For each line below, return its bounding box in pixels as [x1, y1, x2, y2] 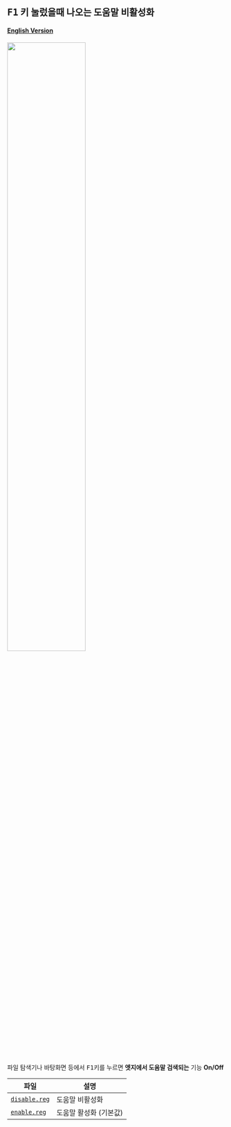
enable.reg [10, 1108, 46, 1116]
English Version [7, 26, 54, 35]
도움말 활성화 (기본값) [56, 1108, 123, 1117]
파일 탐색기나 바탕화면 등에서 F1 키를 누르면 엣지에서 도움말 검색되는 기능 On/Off [7, 1063, 224, 1072]
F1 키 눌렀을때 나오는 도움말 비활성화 [7, 6, 154, 19]
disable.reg [10, 1095, 50, 1103]
